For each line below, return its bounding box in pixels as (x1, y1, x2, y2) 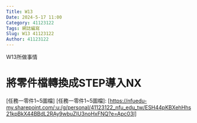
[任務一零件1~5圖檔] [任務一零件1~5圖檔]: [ (6, 97, 110, 104)
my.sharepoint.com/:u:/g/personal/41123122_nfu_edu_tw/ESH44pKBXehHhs (6, 103, 191, 111)
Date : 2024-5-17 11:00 (6, 14, 62, 20)
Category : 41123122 (6, 20, 54, 26)
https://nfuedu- (109, 97, 147, 104)
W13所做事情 (6, 53, 38, 60)
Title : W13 (6, 8, 33, 15)
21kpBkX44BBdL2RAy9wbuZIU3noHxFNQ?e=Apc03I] (6, 110, 137, 117)
